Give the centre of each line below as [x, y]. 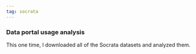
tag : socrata [22, 11]
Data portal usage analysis [45, 32]
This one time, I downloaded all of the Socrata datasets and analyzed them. [99, 45]
